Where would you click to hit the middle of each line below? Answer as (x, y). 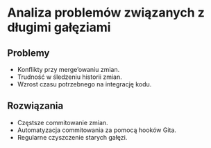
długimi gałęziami (59, 27)
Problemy (28, 53)
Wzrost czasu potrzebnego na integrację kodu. (84, 84)
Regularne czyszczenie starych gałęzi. (72, 137)
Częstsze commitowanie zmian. (63, 122)
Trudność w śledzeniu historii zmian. (70, 77)
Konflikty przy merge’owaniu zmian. (68, 70)
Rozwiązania (35, 106)
